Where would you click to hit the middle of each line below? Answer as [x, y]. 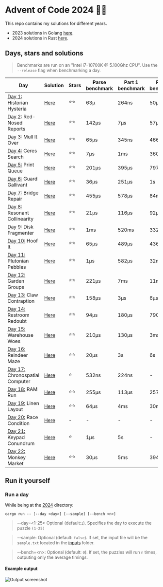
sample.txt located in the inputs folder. [56, 543]
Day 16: [16, 349]
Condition [19, 423]
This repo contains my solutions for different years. [56, 23]
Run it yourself [28, 481]
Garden [16, 281]
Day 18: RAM [23, 389]
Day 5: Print [21, 165]
